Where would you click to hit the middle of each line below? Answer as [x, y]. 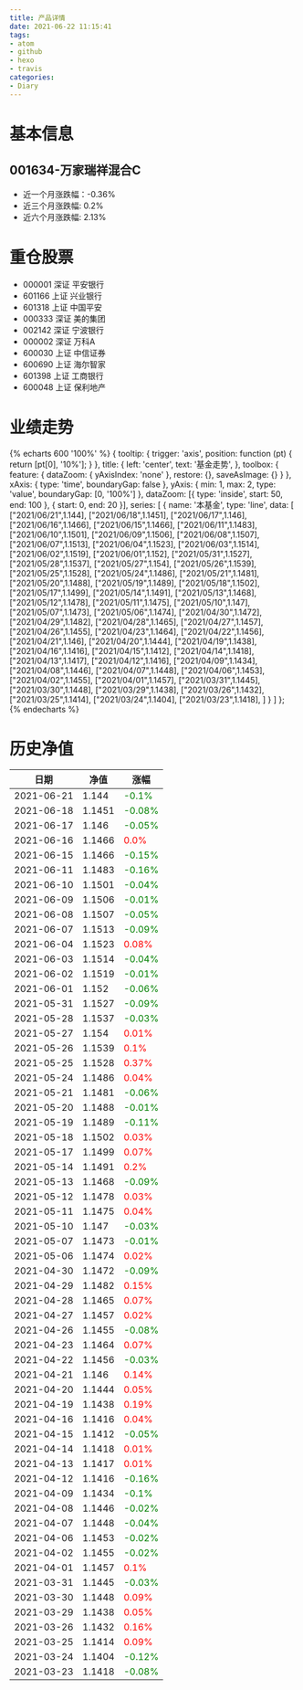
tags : [20, 35]
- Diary [24, 86]
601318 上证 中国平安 [62, 307]
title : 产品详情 [37, 18]
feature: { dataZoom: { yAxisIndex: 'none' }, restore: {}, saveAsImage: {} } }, [151, 474]
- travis [26, 69]
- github [26, 52]
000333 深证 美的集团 [64, 318]
